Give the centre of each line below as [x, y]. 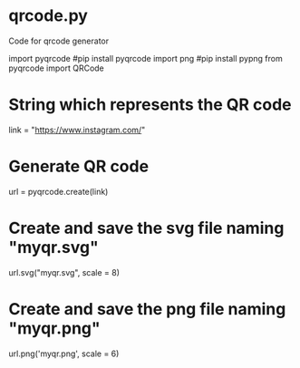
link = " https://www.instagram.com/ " [77, 130]
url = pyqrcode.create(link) [58, 191]
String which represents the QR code [150, 105]
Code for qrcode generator [59, 41]
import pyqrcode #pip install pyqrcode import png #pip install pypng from [145, 58]
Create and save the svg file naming [146, 228]
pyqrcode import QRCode [57, 68]
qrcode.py [48, 16]
